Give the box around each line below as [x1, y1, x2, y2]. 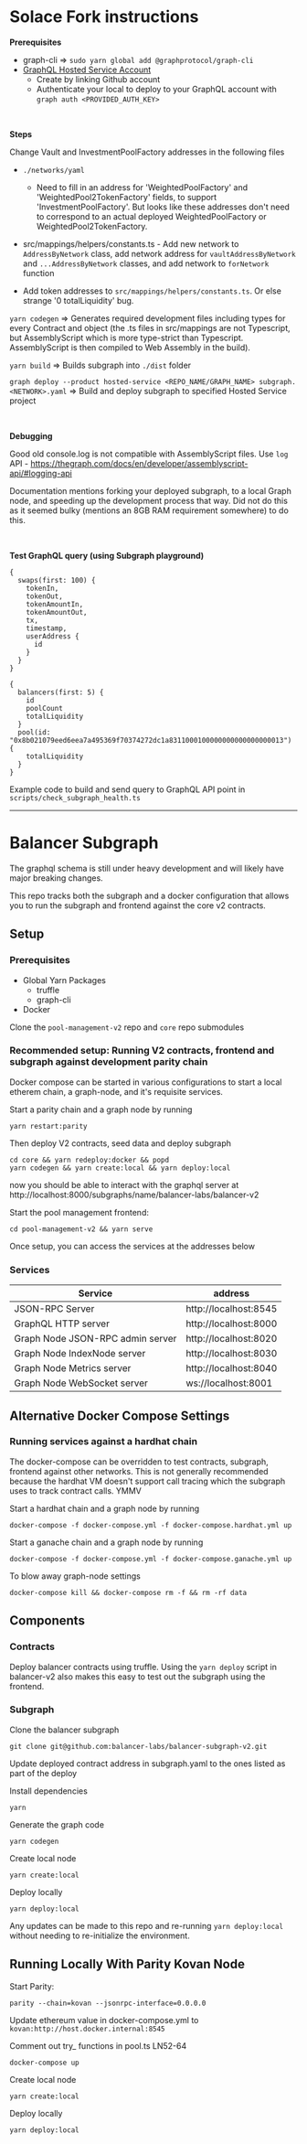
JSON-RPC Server [14, 1302, 95, 1315]
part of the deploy [9, 1767, 78, 1778]
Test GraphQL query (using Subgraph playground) [9, 550, 205, 561]
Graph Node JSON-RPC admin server [14, 1333, 177, 1345]
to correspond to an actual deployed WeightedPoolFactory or [36, 210, 267, 221]
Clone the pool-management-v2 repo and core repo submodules [9, 1022, 245, 1033]
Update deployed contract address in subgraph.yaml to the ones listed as [9, 1758, 286, 1769]
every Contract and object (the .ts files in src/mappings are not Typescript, [9, 322, 291, 333]
